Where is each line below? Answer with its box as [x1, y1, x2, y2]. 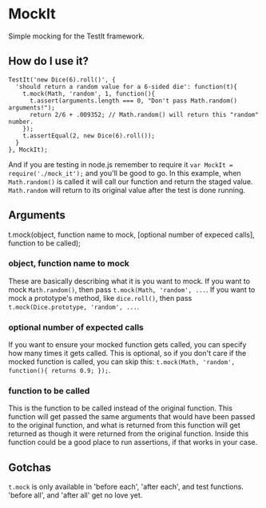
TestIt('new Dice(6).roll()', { [8, 75, 116, 84]
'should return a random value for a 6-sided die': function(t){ [15, 82, 238, 90]
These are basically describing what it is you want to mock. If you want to [8, 276, 250, 286]
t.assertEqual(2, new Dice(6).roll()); [22, 131, 156, 140]
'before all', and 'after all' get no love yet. [8, 490, 143, 500]
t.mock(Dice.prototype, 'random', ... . [8, 302, 140, 311]
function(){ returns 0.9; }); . [8, 366, 111, 375]
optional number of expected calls [8, 322, 144, 333]
